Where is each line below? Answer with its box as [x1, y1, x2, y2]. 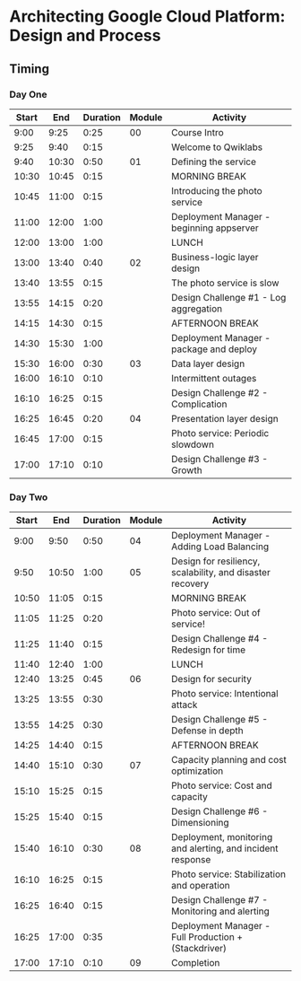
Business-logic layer [171, 250, 259, 263]
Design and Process [9, 25, 161, 46]
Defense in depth [171, 724, 244, 737]
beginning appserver [171, 222, 260, 234]
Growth [171, 464, 203, 477]
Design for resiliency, [171, 555, 261, 567]
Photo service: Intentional [171, 688, 279, 700]
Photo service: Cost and [171, 779, 273, 792]
